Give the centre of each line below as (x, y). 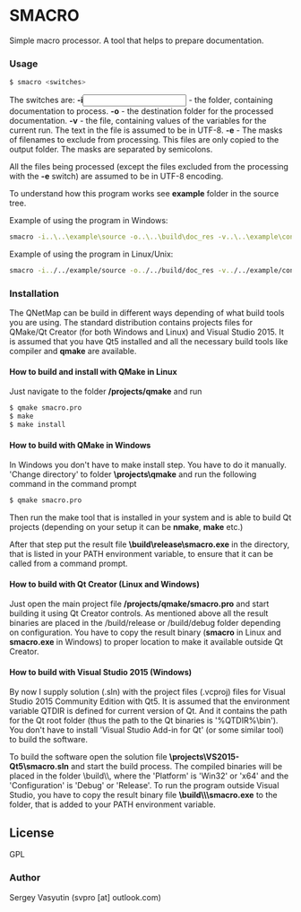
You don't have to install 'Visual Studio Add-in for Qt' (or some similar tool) (146, 730)
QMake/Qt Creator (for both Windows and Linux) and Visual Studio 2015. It (147, 332)
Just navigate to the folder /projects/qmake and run (106, 392)
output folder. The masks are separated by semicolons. (111, 150)
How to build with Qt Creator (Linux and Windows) (104, 584)
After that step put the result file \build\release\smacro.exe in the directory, (149, 544)
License (32, 833)
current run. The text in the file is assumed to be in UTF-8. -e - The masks (146, 130)
